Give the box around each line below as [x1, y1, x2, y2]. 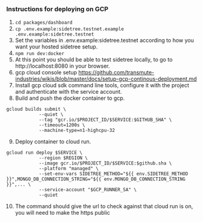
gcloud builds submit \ [6, 106, 67, 113]
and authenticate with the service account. [15, 88, 122, 96]
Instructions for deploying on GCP [6, 5, 109, 13]
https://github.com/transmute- [78, 69, 155, 76]
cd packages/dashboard [15, 20, 73, 26]
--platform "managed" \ [38, 166, 99, 172]
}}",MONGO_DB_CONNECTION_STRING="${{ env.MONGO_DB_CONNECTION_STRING [6, 176, 186, 183]
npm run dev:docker [15, 51, 65, 57]
